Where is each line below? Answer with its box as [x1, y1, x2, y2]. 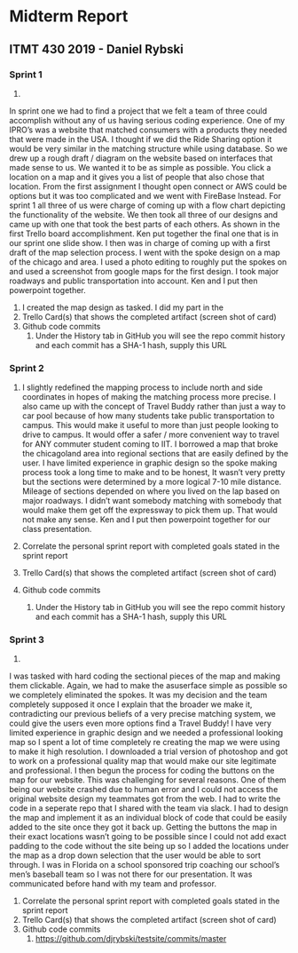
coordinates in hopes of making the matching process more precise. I [21, 392, 277, 402]
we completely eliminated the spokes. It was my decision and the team [9, 690, 268, 701]
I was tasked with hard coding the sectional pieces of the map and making [9, 671, 281, 681]
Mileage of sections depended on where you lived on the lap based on [21, 486, 280, 496]
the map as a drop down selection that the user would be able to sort [9, 850, 262, 861]
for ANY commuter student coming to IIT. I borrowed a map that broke [21, 439, 278, 449]
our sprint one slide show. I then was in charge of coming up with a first [9, 237, 271, 248]
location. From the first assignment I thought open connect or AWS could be [9, 180, 287, 192]
